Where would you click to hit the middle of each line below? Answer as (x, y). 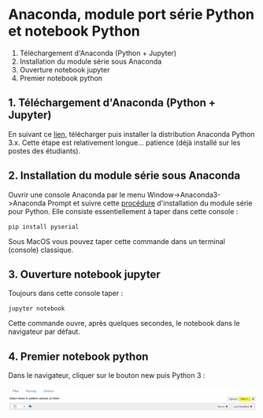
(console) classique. (41, 250)
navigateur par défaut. (44, 331)
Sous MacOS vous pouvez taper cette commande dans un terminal (117, 241)
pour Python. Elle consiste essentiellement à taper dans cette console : (123, 211)
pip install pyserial (44, 227)
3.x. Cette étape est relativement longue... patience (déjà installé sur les (124, 142)
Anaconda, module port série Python (131, 15)
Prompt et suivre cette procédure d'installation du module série (150, 203)
